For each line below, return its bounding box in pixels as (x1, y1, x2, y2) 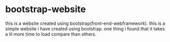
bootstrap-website (5, 4, 86, 15)
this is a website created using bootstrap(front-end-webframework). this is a (5, 20, 165, 26)
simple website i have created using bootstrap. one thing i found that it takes (5, 25, 165, 31)
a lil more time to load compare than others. (5, 31, 96, 37)
